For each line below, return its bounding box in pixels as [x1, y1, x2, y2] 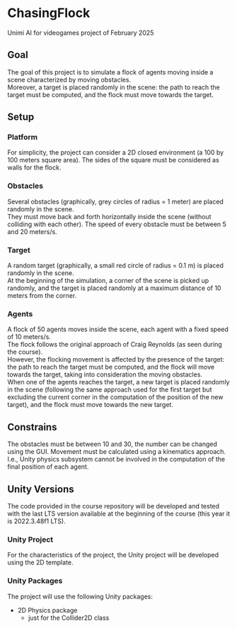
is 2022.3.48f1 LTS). [7, 516, 66, 525]
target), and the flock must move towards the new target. [7, 401, 173, 409]
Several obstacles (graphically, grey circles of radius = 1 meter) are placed [7, 197, 224, 206]
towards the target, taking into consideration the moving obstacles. [7, 370, 203, 379]
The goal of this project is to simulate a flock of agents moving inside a [7, 67, 214, 76]
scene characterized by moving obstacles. [7, 75, 132, 84]
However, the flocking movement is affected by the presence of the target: [7, 355, 225, 364]
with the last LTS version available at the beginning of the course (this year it [7, 509, 231, 518]
